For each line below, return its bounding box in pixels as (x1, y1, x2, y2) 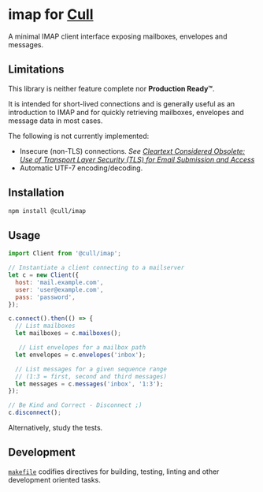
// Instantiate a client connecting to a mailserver (8, 264, 185, 272)
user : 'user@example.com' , (15, 285, 104, 293)
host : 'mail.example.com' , (15, 278, 104, 286)
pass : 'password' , (15, 293, 76, 301)
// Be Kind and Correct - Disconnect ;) (8, 401, 143, 409)
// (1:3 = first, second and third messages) (15, 372, 168, 380)
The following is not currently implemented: (8, 131, 150, 140)
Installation (8, 186, 65, 199)
